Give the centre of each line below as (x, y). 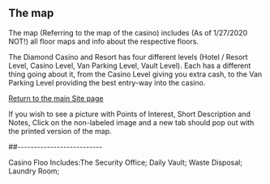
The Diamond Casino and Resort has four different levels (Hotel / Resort (129, 56)
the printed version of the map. (60, 131)
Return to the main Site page (56, 98)
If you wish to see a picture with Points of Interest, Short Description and (130, 114)
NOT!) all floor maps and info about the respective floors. (104, 41)
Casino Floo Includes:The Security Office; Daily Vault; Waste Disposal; (126, 162)
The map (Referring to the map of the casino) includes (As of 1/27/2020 (128, 32)
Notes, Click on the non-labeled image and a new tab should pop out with (131, 122)
